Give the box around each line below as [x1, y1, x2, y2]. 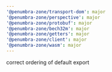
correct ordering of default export [6, 58, 90, 66]
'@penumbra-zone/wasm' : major [6, 43, 82, 49]
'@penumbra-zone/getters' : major [6, 31, 90, 37]
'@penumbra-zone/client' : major [6, 37, 87, 43]
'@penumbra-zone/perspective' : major [6, 14, 101, 20]
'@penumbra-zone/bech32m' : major [6, 25, 90, 32]
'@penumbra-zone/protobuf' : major [6, 20, 93, 26]
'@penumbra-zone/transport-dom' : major [6, 8, 106, 15]
